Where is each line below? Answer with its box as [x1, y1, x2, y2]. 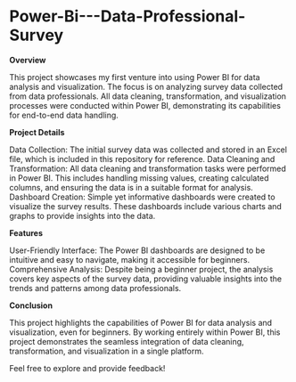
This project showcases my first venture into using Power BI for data [9, 71, 260, 82]
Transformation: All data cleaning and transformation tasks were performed [9, 163, 287, 174]
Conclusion [9, 300, 53, 311]
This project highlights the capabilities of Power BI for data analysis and [9, 317, 273, 328]
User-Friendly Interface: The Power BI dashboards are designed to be [9, 245, 266, 256]
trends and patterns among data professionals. [9, 282, 182, 293]
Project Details [9, 126, 65, 137]
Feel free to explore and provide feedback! [9, 362, 166, 373]
